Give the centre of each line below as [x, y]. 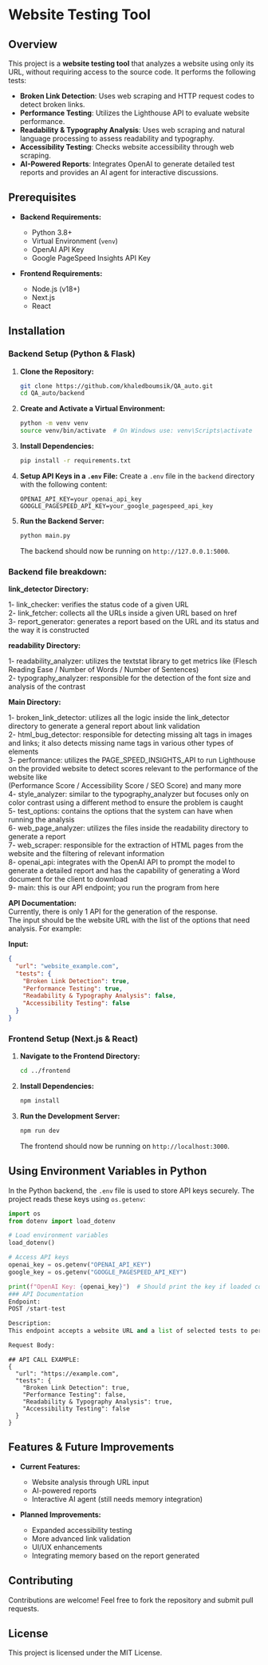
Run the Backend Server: [62, 521]
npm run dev [39, 1131]
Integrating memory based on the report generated [115, 1555]
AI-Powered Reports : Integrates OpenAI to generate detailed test [127, 164]
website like [28, 777]
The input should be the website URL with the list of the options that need [129, 920]
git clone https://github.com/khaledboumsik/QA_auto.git [116, 386]
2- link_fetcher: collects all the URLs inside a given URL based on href [123, 613]
